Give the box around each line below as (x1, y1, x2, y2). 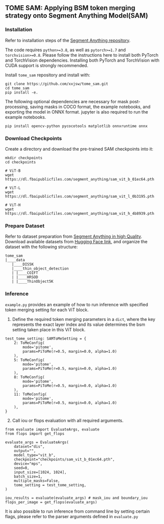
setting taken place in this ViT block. (12, 326, 86, 332)
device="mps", (14, 461, 43, 466)
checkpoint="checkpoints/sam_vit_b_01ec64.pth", (14, 457, 115, 462)
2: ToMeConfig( (14, 340, 45, 345)
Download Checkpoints (5, 135, 62, 141)
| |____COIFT (11, 271, 38, 275)
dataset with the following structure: (5, 244, 78, 250)
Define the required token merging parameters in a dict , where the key (12, 316, 156, 322)
